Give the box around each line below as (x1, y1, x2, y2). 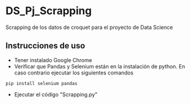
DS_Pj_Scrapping (5, 4, 92, 18)
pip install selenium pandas (5, 80, 78, 86)
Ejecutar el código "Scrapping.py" (14, 90, 98, 98)
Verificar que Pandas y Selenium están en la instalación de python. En (14, 63, 185, 70)
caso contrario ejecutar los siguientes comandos (14, 69, 134, 76)
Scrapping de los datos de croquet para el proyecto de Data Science (5, 24, 173, 31)
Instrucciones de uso (5, 41, 85, 51)
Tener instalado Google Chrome (14, 56, 93, 63)
